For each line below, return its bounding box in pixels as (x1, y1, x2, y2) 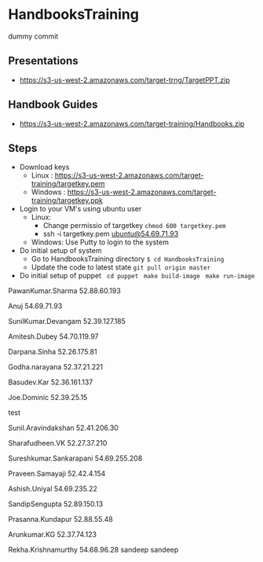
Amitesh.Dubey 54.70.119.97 (8, 332, 99, 341)
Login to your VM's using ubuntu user (19, 204, 142, 214)
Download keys (19, 163, 70, 172)
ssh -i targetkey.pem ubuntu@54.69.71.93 (42, 230, 179, 239)
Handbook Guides (8, 98, 98, 112)
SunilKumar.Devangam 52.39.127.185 (8, 317, 126, 326)
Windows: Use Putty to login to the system (31, 237, 169, 247)
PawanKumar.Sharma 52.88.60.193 (8, 286, 122, 296)
